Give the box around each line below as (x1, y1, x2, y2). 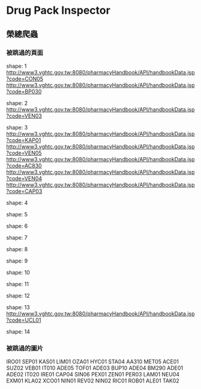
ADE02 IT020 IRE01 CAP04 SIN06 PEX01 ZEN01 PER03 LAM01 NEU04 (6, 371, 180, 378)
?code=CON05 (6, 75, 44, 82)
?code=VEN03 (6, 112, 42, 119)
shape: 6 (6, 222, 28, 230)
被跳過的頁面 (6, 49, 44, 57)
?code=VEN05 (6, 149, 42, 156)
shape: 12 (6, 292, 30, 299)
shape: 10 (6, 269, 30, 276)
